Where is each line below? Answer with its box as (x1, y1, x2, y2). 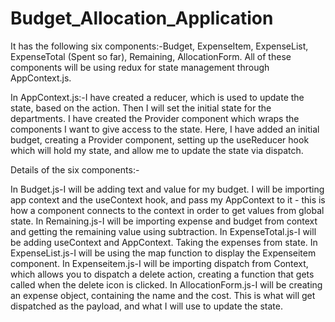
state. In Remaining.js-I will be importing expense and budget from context (10, 215, 318, 227)
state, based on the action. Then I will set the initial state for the (10, 102, 272, 114)
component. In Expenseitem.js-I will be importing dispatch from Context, (10, 257, 309, 269)
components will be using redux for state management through (10, 61, 270, 73)
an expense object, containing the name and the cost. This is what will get (10, 289, 316, 301)
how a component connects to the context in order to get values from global (10, 204, 325, 216)
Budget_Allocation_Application (10, 7, 274, 30)
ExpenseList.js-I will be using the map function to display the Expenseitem (10, 247, 317, 259)
